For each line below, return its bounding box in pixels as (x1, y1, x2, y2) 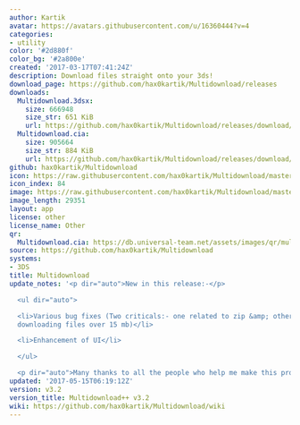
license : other (9, 212, 66, 222)
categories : (9, 30, 54, 38)
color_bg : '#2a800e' (9, 55, 87, 64)
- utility (9, 38, 46, 47)
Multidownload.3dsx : (17, 96, 94, 106)
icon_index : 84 (9, 180, 66, 189)
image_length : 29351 (9, 196, 87, 206)
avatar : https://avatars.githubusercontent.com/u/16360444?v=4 (9, 21, 250, 30)
